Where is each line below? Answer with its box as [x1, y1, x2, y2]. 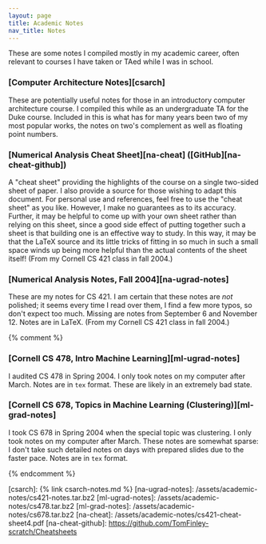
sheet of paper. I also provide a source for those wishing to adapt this [8, 186, 237, 195]
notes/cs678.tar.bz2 [8, 510, 74, 519]
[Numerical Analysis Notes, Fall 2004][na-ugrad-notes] [8, 274, 229, 285]
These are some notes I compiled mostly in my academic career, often [8, 49, 240, 58]
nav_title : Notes [8, 26, 66, 34]
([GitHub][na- [187, 149, 241, 160]
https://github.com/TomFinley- [108, 518, 209, 528]
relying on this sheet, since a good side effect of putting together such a [8, 219, 246, 229]
